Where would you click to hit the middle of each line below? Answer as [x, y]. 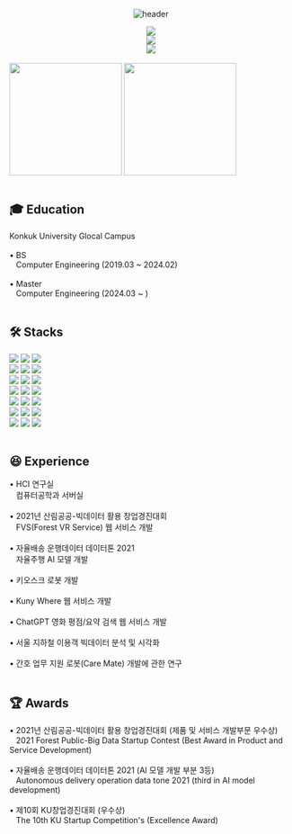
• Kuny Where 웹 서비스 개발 [61, 601]
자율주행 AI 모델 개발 [52, 560]
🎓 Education [47, 210]
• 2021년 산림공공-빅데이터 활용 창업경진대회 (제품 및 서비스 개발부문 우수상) [144, 731]
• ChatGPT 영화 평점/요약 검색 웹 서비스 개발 [88, 622]
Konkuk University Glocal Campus [72, 236]
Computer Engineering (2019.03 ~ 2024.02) [97, 265]
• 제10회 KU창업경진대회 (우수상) [67, 811]
